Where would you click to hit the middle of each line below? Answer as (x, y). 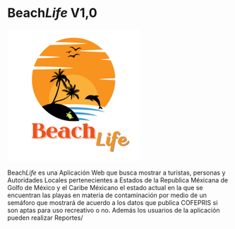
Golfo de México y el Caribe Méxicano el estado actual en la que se (105, 187)
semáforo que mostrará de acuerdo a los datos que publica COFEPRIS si (113, 202)
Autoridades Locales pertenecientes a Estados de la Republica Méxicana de (117, 180)
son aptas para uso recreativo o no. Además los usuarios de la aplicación (114, 210)
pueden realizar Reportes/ (45, 218)
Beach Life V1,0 (52, 13)
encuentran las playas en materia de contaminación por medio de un (107, 195)
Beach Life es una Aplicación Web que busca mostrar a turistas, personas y (116, 172)
